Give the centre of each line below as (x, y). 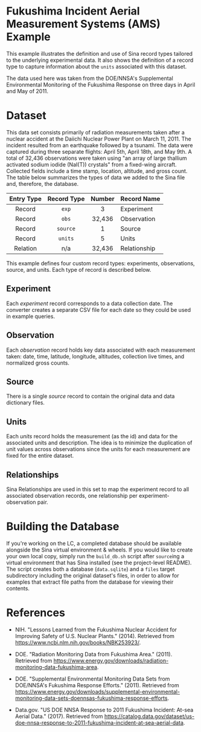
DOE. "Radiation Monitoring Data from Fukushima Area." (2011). (94, 654)
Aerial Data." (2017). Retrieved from (59, 716)
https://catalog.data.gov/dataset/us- (149, 716)
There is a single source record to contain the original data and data (91, 396)
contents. (18, 588)
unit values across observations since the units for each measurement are (98, 449)
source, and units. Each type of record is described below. (79, 269)
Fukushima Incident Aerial (73, 11)
